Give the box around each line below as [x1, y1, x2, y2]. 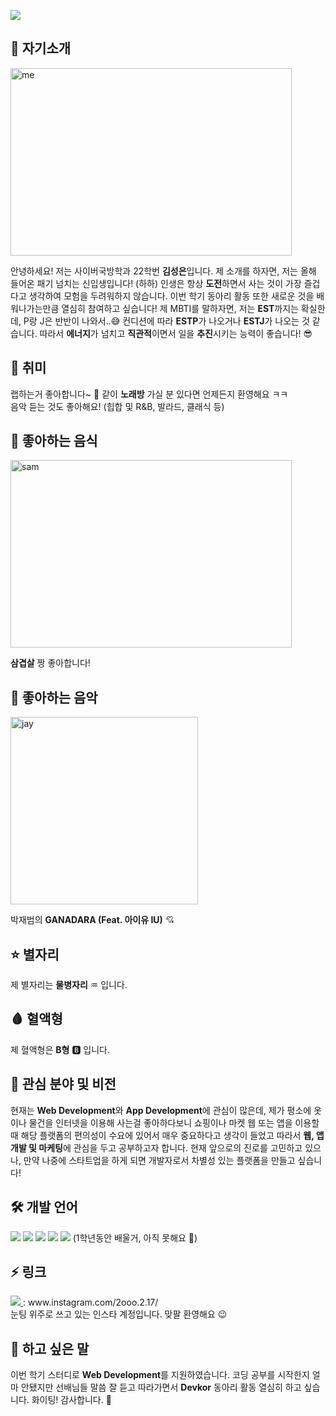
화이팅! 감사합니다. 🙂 [31, 1394, 112, 1406]
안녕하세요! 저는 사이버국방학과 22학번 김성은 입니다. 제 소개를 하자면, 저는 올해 [10, 265, 317, 277]
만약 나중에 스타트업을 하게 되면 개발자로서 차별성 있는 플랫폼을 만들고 [23, 1154, 296, 1166]
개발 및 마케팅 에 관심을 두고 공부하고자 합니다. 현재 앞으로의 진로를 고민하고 [10, 1141, 303, 1154]
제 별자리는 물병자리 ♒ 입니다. [10, 979, 128, 991]
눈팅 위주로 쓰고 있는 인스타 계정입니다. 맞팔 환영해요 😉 [10, 1308, 228, 1320]
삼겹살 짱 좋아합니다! [10, 657, 91, 669]
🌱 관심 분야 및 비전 [10, 1076, 117, 1093]
